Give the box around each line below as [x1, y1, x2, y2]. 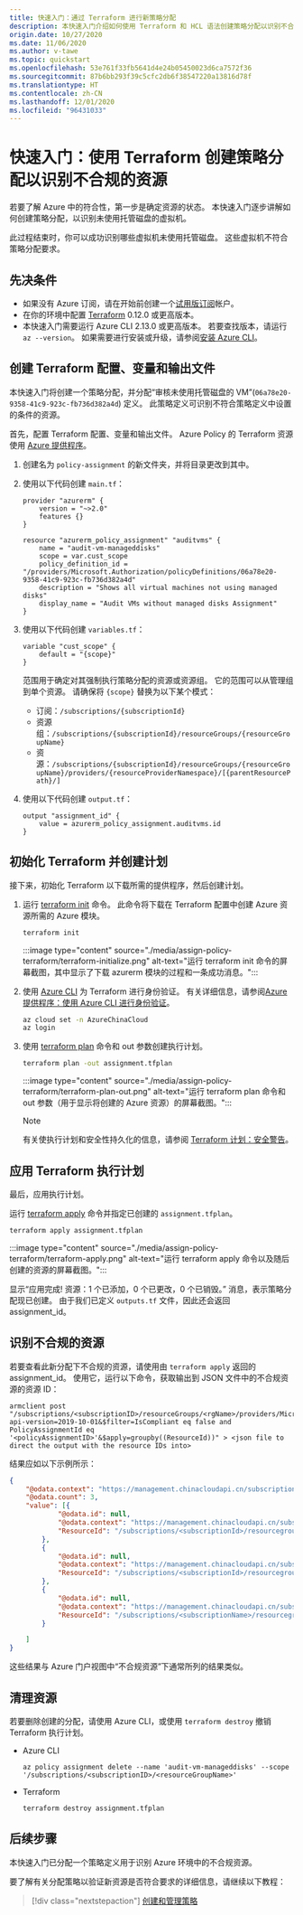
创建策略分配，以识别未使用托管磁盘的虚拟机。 [16, 213, 191, 224]
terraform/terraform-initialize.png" [22, 955, 151, 966]
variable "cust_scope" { [22, 642, 116, 651]
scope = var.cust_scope [39, 551, 128, 560]
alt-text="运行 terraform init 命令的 [151, 955, 280, 966]
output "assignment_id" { [22, 811, 120, 821]
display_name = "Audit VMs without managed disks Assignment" [39, 598, 278, 608]
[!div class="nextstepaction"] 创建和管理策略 [31, 1895, 198, 1906]
